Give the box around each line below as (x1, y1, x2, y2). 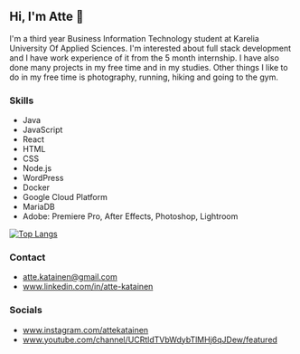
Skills (9, 94, 34, 107)
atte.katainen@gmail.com (22, 272, 117, 282)
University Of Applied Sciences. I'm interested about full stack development (9, 43, 292, 53)
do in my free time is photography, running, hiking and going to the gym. (9, 72, 278, 82)
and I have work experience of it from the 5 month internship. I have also (9, 52, 280, 63)
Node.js (22, 163, 52, 174)
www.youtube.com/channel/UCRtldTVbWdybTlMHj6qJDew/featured (22, 334, 278, 345)
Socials (9, 304, 42, 317)
